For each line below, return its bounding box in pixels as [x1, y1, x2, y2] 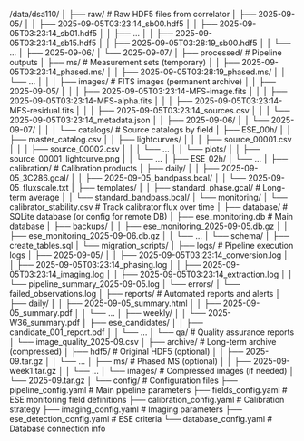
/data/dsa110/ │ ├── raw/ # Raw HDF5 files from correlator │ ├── [9, 9, 257, 19]
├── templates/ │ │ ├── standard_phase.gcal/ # [77, 182, 261, 192]
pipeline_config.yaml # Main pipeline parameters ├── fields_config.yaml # [9, 385, 288, 395]
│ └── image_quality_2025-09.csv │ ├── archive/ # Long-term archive [9, 337, 277, 347]
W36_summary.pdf [9, 318, 81, 328]
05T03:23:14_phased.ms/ [9, 66, 105, 77]
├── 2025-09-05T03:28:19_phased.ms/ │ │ [121, 66, 287, 77]
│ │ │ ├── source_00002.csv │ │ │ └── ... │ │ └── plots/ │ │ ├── [9, 143, 260, 154]
